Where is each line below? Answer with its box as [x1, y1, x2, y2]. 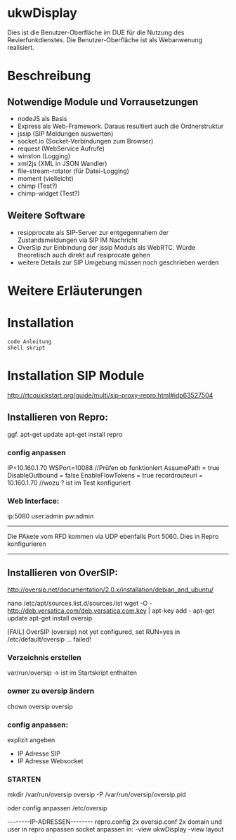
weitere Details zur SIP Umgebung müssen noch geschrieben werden [17, 258, 219, 267]
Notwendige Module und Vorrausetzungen [7, 96, 199, 108]
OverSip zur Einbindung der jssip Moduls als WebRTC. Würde [17, 243, 196, 251]
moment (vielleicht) [17, 174, 74, 182]
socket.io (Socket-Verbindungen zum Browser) [17, 136, 154, 145]
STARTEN [7, 774, 41, 784]
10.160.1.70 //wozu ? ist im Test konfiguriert [7, 478, 131, 487]
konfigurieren [7, 540, 46, 548]
